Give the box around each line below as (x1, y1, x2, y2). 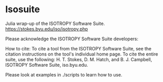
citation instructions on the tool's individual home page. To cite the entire (5, 51, 158, 57)
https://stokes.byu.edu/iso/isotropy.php (5, 25, 88, 32)
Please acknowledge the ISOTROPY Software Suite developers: (5, 36, 139, 42)
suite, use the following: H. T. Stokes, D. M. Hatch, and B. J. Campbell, (5, 56, 152, 62)
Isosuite (5, 4, 40, 15)
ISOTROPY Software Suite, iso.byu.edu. (5, 62, 88, 68)
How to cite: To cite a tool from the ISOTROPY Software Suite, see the (5, 45, 152, 51)
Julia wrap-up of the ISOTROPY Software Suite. (5, 20, 105, 26)
